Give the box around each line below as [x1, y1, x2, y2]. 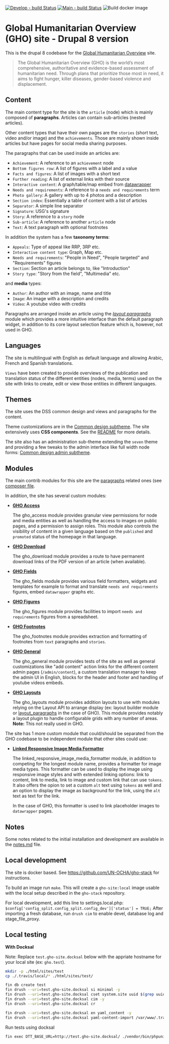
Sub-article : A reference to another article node [12, 218, 116, 225]
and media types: [5, 280, 42, 286]
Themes [5, 395, 32, 404]
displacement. [17, 81, 47, 87]
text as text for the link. [12, 793, 60, 799]
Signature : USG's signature [12, 208, 69, 214]
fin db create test [5, 982, 46, 987]
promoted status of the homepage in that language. [12, 534, 117, 540]
